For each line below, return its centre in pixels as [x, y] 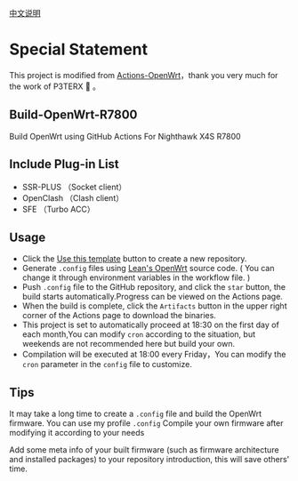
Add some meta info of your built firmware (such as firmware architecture [144, 450]
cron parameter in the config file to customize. [107, 365]
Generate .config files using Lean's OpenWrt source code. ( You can [148, 269]
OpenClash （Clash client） [73, 197]
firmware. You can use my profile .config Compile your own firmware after [146, 423]
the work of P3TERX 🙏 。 [55, 86]
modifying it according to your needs [77, 433]
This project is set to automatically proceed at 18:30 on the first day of [151, 325]
